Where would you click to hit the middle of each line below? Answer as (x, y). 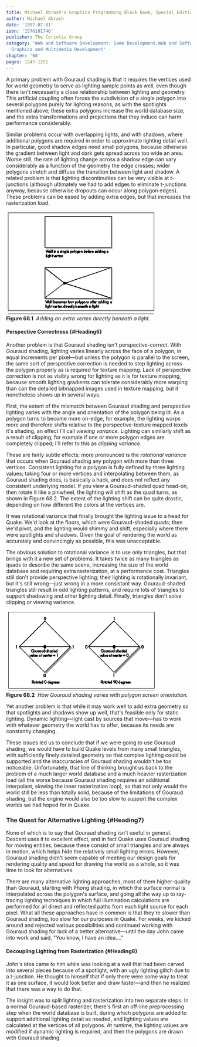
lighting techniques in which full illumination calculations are (97, 900)
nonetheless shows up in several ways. (53, 394)
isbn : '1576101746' (30, 31)
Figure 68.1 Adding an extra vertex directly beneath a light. (78, 318)
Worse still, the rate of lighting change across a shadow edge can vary (91, 159)
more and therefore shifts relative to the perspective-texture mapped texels (97, 425)
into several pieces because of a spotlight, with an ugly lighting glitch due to (98, 970)
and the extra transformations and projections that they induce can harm (94, 117)
